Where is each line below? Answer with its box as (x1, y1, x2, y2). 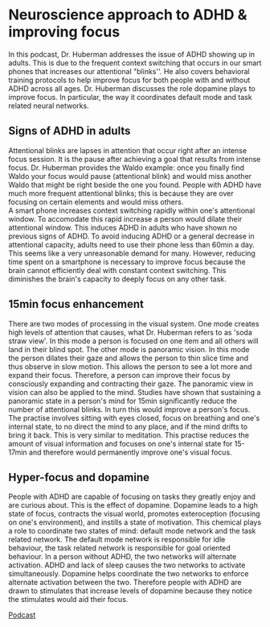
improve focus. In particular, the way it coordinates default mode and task (8, 92, 252, 102)
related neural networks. (8, 101, 90, 110)
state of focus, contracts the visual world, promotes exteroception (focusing (8, 509, 260, 519)
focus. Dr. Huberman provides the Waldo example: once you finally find (8, 163, 245, 172)
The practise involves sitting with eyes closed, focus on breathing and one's (8, 413, 260, 422)
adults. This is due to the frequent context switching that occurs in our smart (8, 58, 262, 68)
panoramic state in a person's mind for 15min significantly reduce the (8, 396, 237, 405)
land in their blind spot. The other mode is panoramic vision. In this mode (8, 344, 250, 354)
